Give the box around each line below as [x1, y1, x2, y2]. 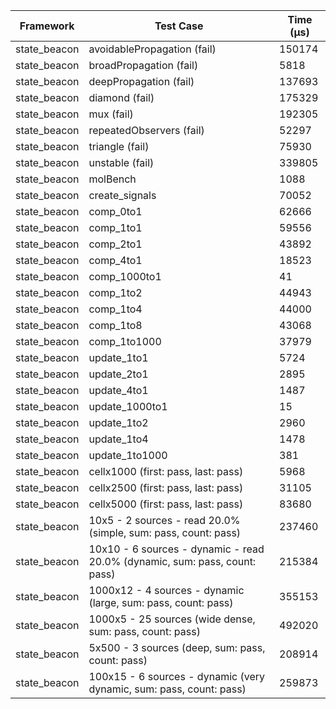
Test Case [154, 19, 204, 33]
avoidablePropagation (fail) [88, 42, 217, 56]
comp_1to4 [88, 302, 143, 316]
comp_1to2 [88, 286, 143, 299]
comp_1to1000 [88, 335, 162, 348]
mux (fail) [88, 107, 134, 121]
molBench [88, 172, 137, 186]
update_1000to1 [88, 400, 168, 413]
